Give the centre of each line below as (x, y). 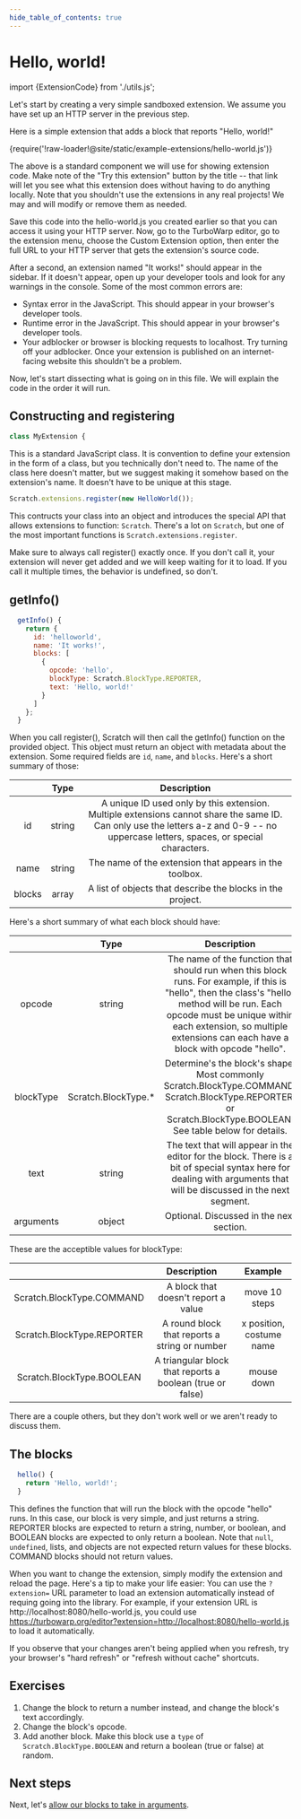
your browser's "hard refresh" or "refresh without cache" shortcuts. (134, 1658)
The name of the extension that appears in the (185, 863)
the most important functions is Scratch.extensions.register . (123, 535)
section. (230, 1227)
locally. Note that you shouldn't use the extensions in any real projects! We (147, 195)
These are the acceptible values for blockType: (96, 1249)
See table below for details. (231, 1131)
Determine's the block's (215, 1064)
